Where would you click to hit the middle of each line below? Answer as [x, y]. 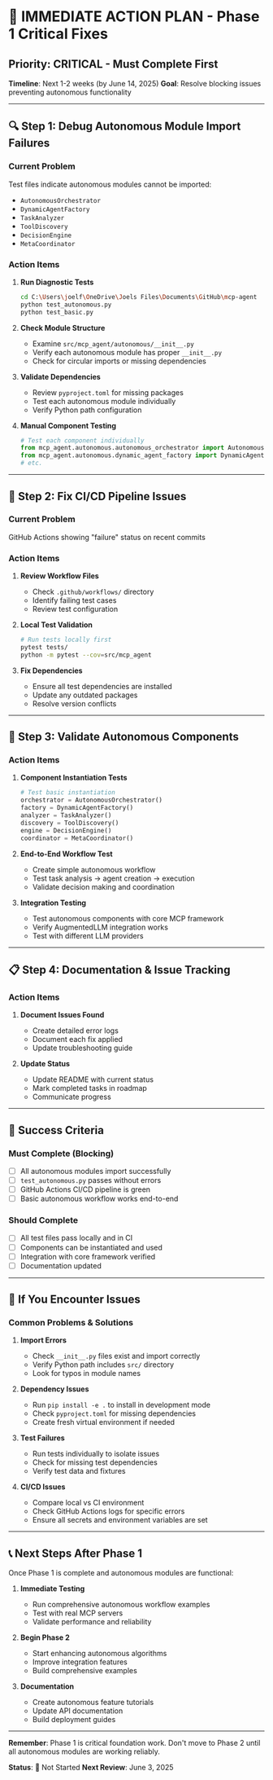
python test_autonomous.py [66, 305]
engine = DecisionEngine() [66, 830]
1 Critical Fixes [58, 34]
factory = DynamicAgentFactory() [77, 808]
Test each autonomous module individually [104, 401]
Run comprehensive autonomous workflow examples [121, 1605]
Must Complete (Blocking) [61, 1154]
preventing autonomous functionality [70, 92]
